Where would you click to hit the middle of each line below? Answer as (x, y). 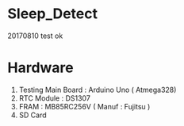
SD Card (33, 115)
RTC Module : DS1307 (54, 98)
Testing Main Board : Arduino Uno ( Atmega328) (98, 90)
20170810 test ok (35, 36)
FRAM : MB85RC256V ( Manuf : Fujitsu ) (84, 106)
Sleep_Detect (53, 14)
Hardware (40, 68)
